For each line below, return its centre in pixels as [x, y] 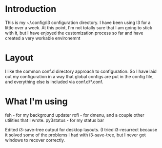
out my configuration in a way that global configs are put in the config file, [79, 76]
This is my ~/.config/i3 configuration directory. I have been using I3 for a [78, 22]
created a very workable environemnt [43, 38]
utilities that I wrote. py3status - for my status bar [55, 120]
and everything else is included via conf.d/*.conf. [54, 82]
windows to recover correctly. [35, 140]
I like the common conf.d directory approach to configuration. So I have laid [81, 71]
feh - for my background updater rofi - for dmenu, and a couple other [75, 115]
